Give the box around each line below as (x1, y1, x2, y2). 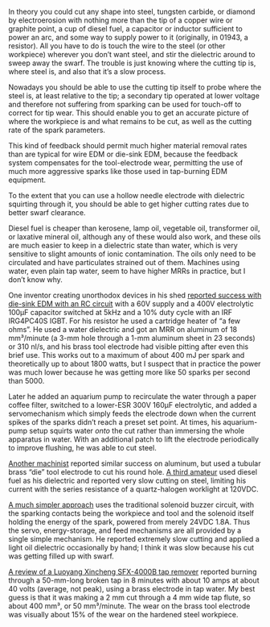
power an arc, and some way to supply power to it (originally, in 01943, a (8, 32, 249, 42)
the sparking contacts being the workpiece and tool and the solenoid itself (8, 509, 255, 518)
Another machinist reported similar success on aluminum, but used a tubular (8, 459, 261, 468)
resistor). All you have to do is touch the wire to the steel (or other (8, 41, 226, 51)
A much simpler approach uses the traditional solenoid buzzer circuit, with (8, 500, 255, 509)
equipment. (8, 175, 47, 185)
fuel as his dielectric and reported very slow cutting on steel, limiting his (8, 475, 247, 485)
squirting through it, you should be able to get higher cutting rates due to (8, 199, 249, 209)
